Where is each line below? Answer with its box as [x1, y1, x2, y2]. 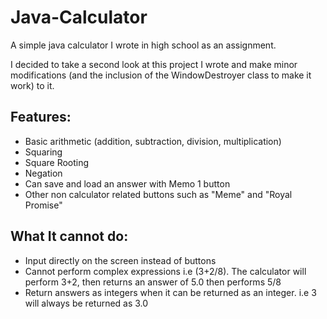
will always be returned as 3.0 [24, 297, 149, 309]
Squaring [24, 146, 63, 158]
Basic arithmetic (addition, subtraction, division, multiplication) [24, 135, 282, 147]
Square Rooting [24, 156, 90, 168]
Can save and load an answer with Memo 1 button [24, 177, 231, 190]
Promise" [24, 199, 63, 211]
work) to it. [10, 79, 55, 91]
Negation [24, 167, 63, 179]
